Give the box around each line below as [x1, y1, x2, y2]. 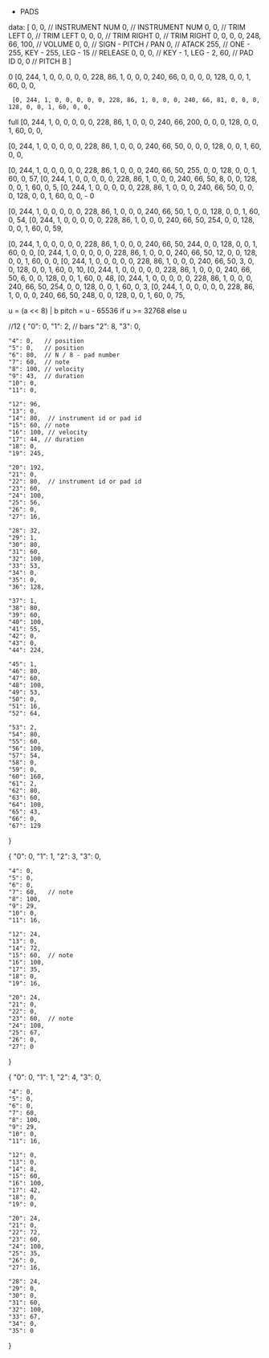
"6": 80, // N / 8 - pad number [8, 351, 120, 359]
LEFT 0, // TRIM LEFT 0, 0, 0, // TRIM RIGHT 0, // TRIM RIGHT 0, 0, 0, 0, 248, [8, 31, 262, 40]
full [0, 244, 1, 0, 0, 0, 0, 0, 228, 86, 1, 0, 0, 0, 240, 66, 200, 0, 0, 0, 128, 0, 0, [8, 117, 259, 127]
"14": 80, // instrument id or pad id [8, 414, 142, 422]
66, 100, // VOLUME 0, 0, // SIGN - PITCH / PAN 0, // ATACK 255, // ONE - [8, 39, 251, 49]
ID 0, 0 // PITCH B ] [8, 56, 72, 66]
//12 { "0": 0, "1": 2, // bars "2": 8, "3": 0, [8, 321, 141, 331]
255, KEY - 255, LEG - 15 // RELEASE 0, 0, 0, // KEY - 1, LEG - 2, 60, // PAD [8, 48, 255, 57]
